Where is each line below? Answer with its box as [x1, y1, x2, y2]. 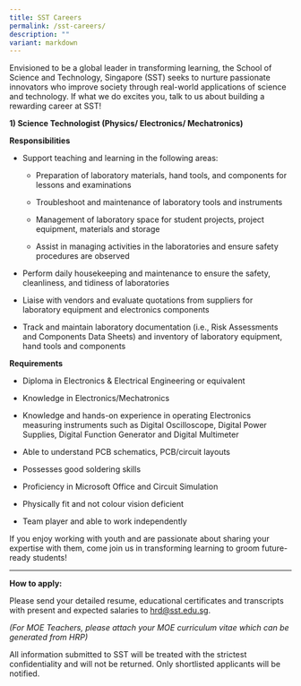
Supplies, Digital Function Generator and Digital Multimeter [21, 429, 239, 440]
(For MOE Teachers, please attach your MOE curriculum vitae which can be [9, 622, 289, 633]
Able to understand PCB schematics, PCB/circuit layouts [21, 447, 231, 458]
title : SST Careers [9, 13, 82, 22]
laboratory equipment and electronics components [21, 304, 210, 315]
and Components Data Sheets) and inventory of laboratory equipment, [21, 331, 283, 342]
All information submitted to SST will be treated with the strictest [9, 649, 247, 660]
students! [32, 553, 67, 563]
